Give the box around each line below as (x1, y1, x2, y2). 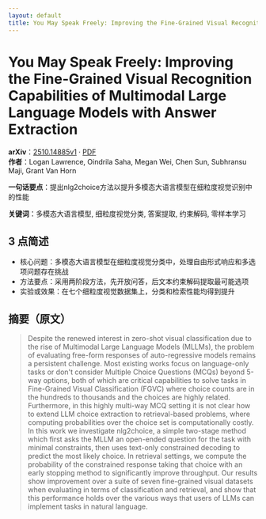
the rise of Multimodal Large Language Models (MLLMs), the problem (27, 342, 255, 352)
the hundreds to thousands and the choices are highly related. (27, 392, 231, 402)
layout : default (8, 11, 62, 20)
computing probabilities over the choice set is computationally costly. (27, 418, 255, 427)
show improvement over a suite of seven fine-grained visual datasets (27, 476, 253, 487)
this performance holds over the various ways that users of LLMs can (27, 494, 255, 503)
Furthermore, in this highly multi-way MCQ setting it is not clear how (27, 401, 251, 411)
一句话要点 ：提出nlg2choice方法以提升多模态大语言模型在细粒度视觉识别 (8, 183, 246, 192)
